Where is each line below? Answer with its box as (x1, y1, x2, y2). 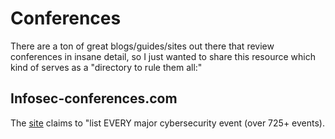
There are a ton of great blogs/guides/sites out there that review (10, 40, 275, 52)
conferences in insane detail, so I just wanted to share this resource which (10, 50, 316, 62)
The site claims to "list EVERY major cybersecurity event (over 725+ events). (10, 117, 325, 129)
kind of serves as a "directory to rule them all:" (10, 61, 203, 73)
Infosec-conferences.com (10, 90, 178, 107)
